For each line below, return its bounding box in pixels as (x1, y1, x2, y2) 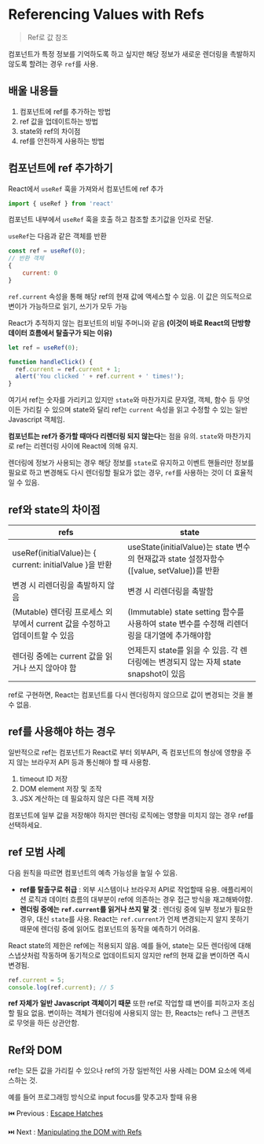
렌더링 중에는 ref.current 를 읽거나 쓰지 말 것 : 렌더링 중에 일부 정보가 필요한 (19, 904, 253, 913)
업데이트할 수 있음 (12, 630, 75, 640)
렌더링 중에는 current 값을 (12, 651, 104, 662)
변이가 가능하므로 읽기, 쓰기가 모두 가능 (8, 301, 128, 311)
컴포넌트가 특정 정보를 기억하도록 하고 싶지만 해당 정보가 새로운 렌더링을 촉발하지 (8, 49, 256, 58)
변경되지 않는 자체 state (158, 657, 241, 667)
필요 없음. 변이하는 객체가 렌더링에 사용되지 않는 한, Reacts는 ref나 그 (16, 1009, 229, 1018)
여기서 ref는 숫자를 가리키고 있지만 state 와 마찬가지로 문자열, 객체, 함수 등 (8, 395, 236, 404)
